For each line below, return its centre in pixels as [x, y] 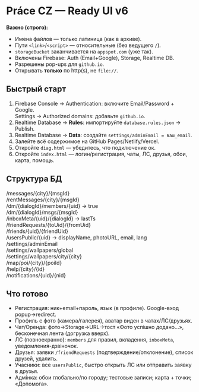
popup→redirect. [35, 314]
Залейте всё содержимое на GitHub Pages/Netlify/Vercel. [87, 141]
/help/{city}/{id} [26, 269]
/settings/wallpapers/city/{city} [44, 256]
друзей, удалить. [36, 359]
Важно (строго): [27, 27]
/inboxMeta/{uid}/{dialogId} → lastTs [51, 219]
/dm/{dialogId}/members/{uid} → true [52, 206]
